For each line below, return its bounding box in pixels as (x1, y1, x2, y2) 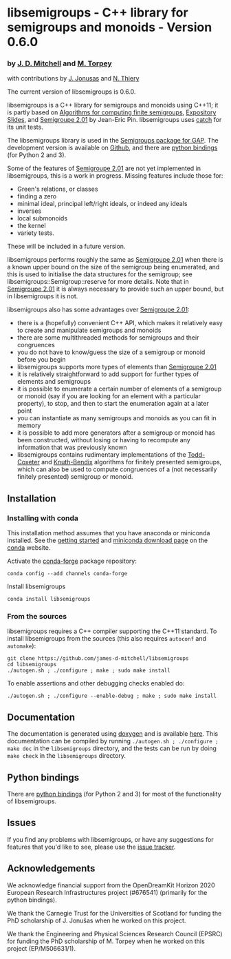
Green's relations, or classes (16, 185, 98, 194)
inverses (16, 207, 42, 215)
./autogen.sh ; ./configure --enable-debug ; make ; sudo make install (7, 692, 217, 700)
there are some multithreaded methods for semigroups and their (16, 333, 199, 342)
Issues (7, 817, 36, 829)
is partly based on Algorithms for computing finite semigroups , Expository (7, 108, 217, 116)
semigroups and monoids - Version (7, 19, 212, 35)
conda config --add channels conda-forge (7, 570, 128, 577)
